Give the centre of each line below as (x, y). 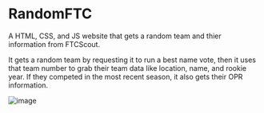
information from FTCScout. (54, 44)
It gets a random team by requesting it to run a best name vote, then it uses (132, 60)
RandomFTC (50, 14)
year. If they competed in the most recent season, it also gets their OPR (126, 76)
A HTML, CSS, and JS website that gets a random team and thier (115, 36)
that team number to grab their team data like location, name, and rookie (127, 68)
